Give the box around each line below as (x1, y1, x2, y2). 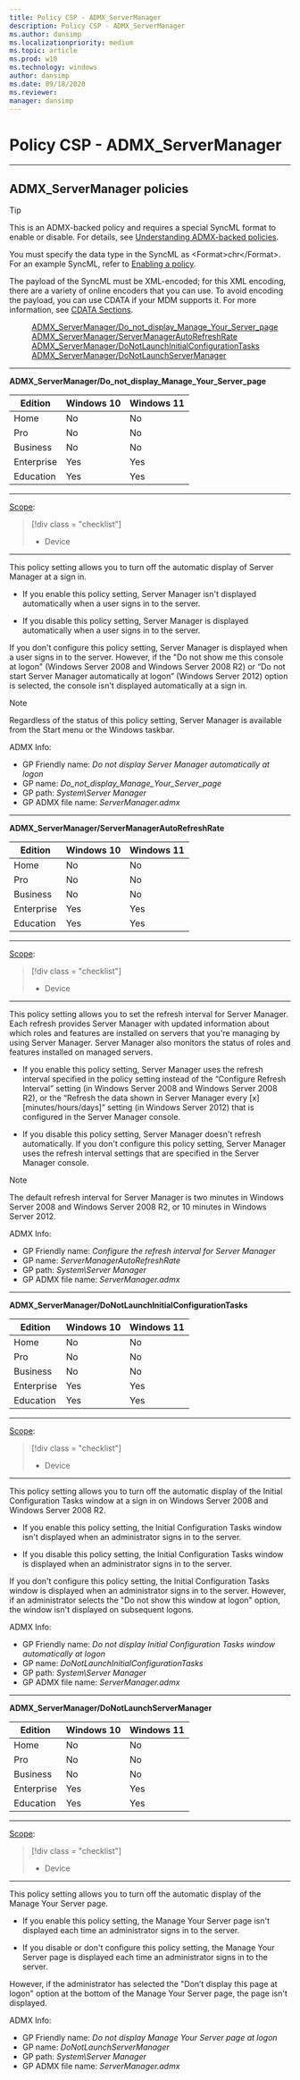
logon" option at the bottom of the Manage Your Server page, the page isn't (9, 1988, 287, 1999)
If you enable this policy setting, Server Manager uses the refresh (21, 1065, 263, 1075)
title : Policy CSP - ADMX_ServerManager (9, 13, 162, 22)
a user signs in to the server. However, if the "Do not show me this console (9, 652, 284, 662)
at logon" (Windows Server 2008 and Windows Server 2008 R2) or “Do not (9, 661, 286, 672)
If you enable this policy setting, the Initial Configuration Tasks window (21, 1522, 283, 1533)
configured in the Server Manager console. (21, 1112, 181, 1123)
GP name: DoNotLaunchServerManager (21, 2042, 170, 2052)
